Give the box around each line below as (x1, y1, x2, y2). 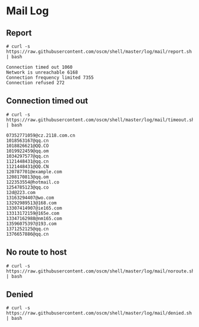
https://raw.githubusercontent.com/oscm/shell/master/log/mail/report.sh (6, 49, 192, 55)
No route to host (6, 247, 67, 258)
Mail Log (6, 4, 49, 18)
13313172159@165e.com (6, 210, 60, 216)
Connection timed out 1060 (6, 64, 73, 70)
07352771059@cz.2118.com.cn (6, 132, 76, 138)
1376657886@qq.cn (6, 231, 49, 237)
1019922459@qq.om (6, 148, 49, 154)
